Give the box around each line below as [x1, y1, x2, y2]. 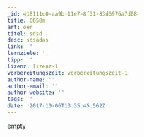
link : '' [7, 43, 33, 50]
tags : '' [7, 96, 33, 103]
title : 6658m [7, 17, 46, 24]
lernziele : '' [7, 50, 49, 57]
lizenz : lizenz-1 [7, 63, 59, 70]
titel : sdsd [7, 30, 42, 37]
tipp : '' [7, 56, 33, 64]
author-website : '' [7, 89, 65, 96]
